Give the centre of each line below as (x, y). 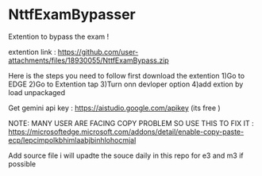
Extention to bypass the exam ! (59, 36)
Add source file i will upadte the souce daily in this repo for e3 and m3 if (126, 155)
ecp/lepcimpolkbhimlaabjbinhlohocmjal (72, 140)
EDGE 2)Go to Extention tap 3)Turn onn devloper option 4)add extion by (126, 84)
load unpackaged (37, 92)
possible (22, 163)
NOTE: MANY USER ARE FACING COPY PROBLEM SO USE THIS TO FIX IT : (131, 123)
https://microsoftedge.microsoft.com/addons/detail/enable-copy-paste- (126, 132)
